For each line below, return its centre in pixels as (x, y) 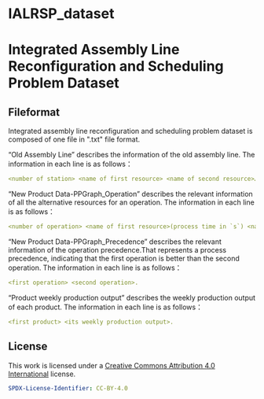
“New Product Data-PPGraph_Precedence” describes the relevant (115, 242)
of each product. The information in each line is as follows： (105, 307)
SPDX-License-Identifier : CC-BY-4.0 (68, 388)
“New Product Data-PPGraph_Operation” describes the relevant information (130, 194)
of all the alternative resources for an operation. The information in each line (132, 202)
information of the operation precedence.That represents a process (117, 249)
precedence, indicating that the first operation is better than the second (124, 258)
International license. (42, 374)
